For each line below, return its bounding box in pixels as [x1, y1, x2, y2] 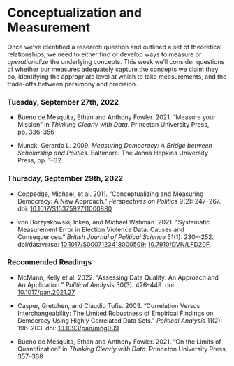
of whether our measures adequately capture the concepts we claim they [7, 65, 219, 73]
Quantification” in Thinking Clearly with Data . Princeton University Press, [17, 344, 228, 353]
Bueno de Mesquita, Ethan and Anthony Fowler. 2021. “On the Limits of [17, 337, 221, 346]
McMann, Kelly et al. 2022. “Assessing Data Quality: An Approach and [17, 273, 219, 282]
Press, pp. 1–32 [17, 156, 61, 165]
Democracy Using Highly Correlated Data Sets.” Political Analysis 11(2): [17, 316, 222, 325]
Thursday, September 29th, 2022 [7, 174, 124, 183]
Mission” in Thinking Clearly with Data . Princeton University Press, [17, 121, 210, 129]
